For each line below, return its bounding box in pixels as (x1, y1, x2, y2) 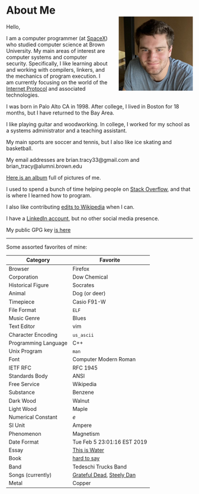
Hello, (6, 23, 21, 30)
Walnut (72, 397, 90, 404)
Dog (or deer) (72, 290, 106, 297)
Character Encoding (8, 331, 58, 338)
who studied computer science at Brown (6, 41, 105, 48)
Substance (8, 389, 36, 396)
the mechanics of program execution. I (6, 72, 101, 79)
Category (26, 256, 50, 264)
